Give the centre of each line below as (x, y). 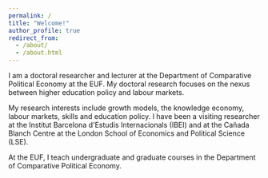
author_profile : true (44, 30)
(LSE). (18, 142)
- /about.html (39, 53)
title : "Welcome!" (39, 23)
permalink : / (30, 16)
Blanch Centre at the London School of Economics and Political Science (127, 133)
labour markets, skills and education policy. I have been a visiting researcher (134, 116)
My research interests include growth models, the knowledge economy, (126, 108)
